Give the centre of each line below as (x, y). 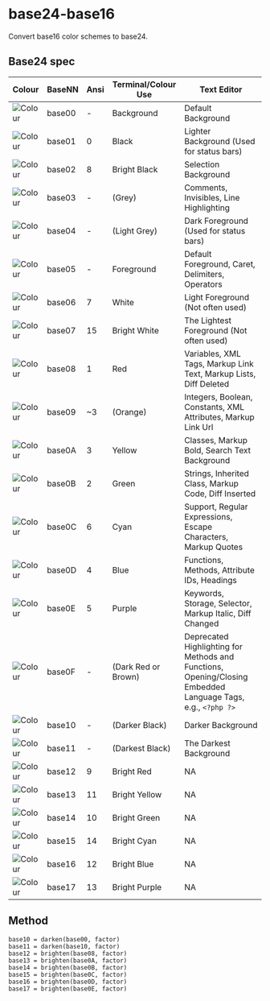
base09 (61, 412)
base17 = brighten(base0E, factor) (68, 989)
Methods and (209, 656)
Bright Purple (137, 887)
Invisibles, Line (212, 197)
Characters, (207, 536)
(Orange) (129, 412)
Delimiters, (205, 274)
